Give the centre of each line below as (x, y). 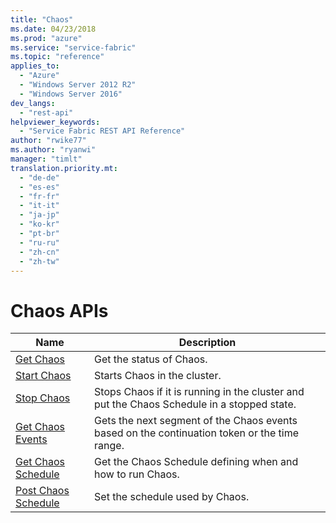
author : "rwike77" (48, 141)
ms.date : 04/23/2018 (53, 29)
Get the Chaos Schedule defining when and (196, 462)
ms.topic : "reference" (57, 57)
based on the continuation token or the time (197, 433)
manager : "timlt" (46, 159)
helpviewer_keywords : (55, 122)
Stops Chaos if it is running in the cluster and (199, 392)
